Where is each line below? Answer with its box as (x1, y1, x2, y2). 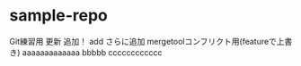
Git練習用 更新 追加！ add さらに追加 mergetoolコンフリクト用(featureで (9, 36, 277, 46)
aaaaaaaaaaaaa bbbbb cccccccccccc (22, 46, 163, 58)
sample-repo (9, 5, 108, 26)
